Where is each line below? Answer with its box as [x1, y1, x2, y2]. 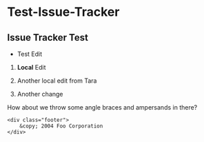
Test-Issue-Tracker [7, 4, 120, 20]
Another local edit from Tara [17, 77, 97, 85]
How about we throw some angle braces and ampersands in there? [7, 103, 198, 111]
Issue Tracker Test [7, 32, 88, 43]
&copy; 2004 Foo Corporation [19, 123, 103, 130]
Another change [17, 90, 63, 98]
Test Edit [17, 50, 43, 58]
